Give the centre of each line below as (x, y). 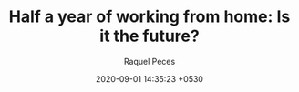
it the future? (149, 36)
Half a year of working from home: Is (149, 17)
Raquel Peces (149, 61)
